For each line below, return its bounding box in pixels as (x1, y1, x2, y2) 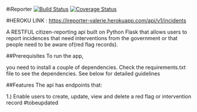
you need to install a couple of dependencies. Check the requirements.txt (6, 64, 186, 71)
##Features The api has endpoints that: (6, 81, 103, 88)
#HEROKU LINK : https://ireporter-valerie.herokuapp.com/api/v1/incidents (6, 17, 187, 24)
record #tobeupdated (6, 99, 59, 106)
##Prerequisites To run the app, (6, 52, 84, 59)
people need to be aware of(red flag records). (6, 41, 119, 48)
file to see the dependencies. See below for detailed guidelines (6, 70, 160, 77)
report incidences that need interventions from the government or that (6, 35, 178, 41)
